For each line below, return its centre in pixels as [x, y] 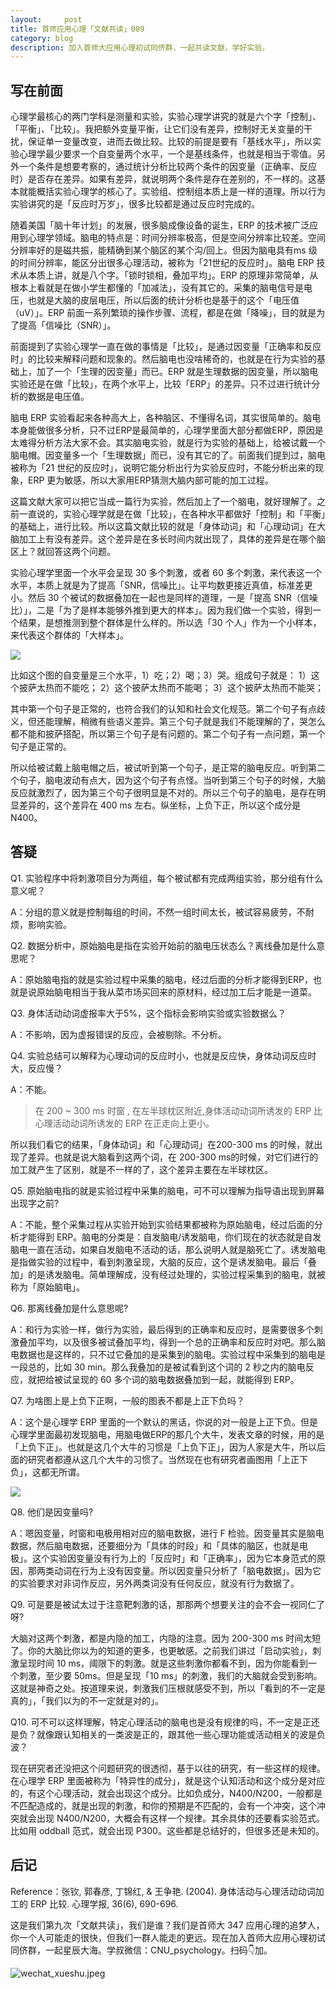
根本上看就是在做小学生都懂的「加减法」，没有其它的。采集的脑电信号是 [157, 288]
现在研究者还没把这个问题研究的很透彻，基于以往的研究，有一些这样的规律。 [168, 1768]
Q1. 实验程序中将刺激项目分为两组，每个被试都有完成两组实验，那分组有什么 [167, 878]
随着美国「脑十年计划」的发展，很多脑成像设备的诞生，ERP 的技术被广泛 [160, 225]
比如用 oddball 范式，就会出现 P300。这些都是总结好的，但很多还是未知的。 [167, 1830]
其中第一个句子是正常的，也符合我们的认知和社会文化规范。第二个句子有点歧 [168, 709]
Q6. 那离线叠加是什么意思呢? [69, 1308]
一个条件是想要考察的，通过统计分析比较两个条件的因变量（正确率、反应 [167, 167]
